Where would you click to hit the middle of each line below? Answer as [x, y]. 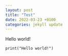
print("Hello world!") [29, 49]
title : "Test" [20, 15]
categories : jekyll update [34, 24]
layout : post [19, 10]
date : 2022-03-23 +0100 [31, 20]
